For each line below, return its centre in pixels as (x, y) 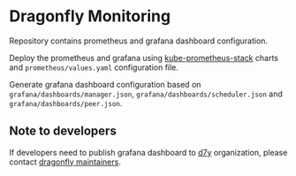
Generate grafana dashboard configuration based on (105, 84)
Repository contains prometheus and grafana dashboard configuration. (138, 41)
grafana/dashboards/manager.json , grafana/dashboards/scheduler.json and (146, 94)
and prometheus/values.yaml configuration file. (94, 67)
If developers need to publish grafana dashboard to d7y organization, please (148, 152)
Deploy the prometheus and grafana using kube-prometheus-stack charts (144, 57)
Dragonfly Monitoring (90, 16)
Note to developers (63, 131)
